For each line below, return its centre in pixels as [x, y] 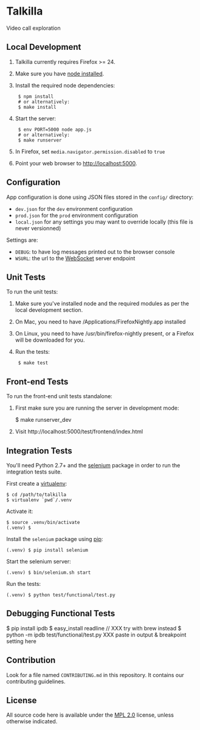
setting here [21, 641]
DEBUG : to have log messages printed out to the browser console [95, 252]
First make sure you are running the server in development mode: [97, 408]
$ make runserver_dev [43, 420]
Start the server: [36, 118]
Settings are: [22, 240]
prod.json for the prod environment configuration [77, 215]
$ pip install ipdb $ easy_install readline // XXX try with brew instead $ [94, 628]
